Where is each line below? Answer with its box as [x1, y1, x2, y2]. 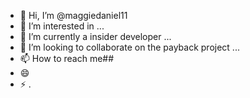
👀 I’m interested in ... [19, 20, 105, 32]
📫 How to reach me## [19, 53, 115, 64]
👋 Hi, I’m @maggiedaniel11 [19, 10, 128, 21]
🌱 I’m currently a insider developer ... [19, 31, 172, 42]
